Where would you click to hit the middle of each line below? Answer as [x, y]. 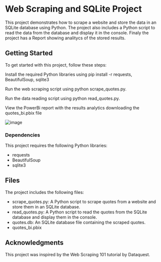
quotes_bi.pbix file [24, 113]
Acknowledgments [35, 243]
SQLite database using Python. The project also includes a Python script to [80, 27]
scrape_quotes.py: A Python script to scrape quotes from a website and [84, 201]
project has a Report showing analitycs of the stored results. [65, 38]
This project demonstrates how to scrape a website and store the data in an [81, 22]
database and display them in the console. [54, 217]
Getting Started [29, 53]
